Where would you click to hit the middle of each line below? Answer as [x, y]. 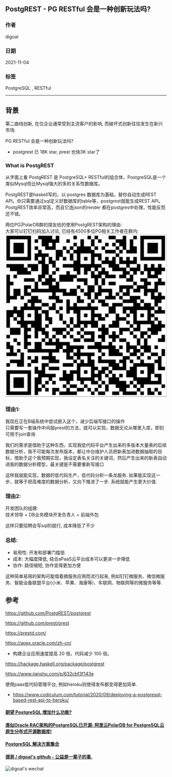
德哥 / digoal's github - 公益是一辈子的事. [49, 756]
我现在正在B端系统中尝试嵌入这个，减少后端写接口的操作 [65, 421]
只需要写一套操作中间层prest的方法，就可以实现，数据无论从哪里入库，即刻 [85, 428]
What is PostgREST [30, 166]
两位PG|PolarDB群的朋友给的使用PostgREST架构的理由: [64, 225]
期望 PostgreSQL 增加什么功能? [39, 712]
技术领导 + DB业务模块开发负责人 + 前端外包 [52, 515]
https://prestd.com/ [26, 633]
